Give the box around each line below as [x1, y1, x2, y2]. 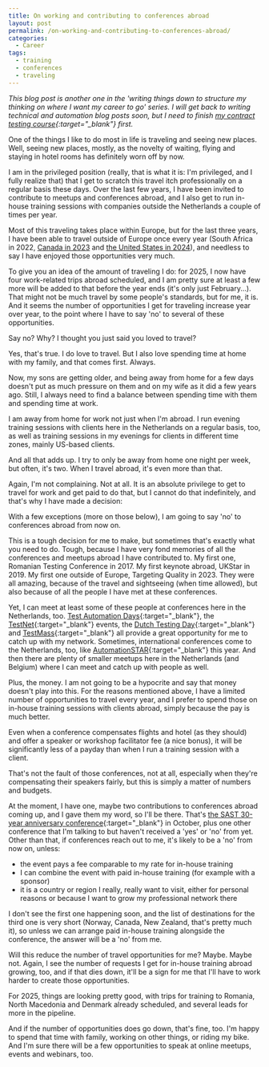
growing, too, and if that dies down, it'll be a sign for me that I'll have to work [8, 967, 261, 976]
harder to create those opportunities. [8, 976, 130, 985]
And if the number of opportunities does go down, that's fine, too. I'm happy [8, 1024, 260, 1033]
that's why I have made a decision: [8, 496, 122, 505]
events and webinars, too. [8, 1049, 94, 1059]
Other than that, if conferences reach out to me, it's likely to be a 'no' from [8, 835, 253, 845]
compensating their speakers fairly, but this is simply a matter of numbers [8, 777, 251, 786]
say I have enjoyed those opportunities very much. [8, 250, 175, 261]
